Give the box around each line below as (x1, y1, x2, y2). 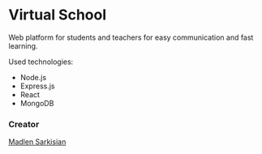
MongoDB (19, 98, 54, 108)
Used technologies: (8, 57, 74, 66)
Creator (8, 118, 40, 130)
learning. (8, 41, 38, 50)
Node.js (19, 72, 47, 82)
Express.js (19, 81, 55, 91)
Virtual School (8, 6, 107, 24)
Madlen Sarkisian (8, 137, 67, 147)
